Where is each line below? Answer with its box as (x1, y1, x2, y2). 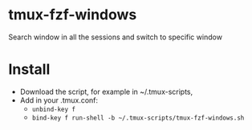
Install (8, 60, 51, 79)
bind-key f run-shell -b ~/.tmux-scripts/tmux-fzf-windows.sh (31, 114, 245, 122)
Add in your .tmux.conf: (19, 95, 99, 105)
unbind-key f (31, 105, 76, 113)
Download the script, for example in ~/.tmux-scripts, (19, 87, 193, 96)
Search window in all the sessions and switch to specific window (8, 32, 223, 42)
